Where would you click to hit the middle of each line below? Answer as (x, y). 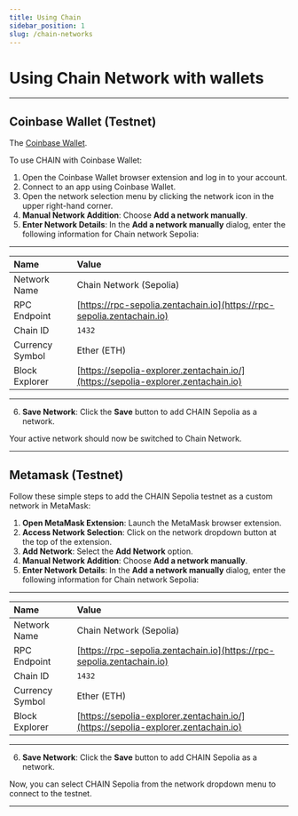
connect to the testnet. (51, 793)
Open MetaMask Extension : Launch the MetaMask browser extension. (152, 523)
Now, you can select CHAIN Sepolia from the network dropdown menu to (143, 784)
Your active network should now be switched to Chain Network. (125, 439)
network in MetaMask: (50, 505)
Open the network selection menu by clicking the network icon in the (148, 196)
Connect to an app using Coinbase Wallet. (99, 187)
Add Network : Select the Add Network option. (107, 551)
